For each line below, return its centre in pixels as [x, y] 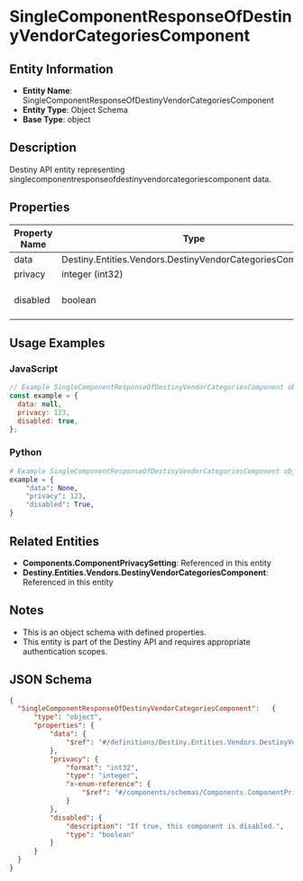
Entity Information [62, 69]
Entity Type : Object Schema [75, 110]
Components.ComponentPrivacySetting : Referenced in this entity [147, 563]
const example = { [44, 396]
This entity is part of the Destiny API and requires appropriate [136, 641]
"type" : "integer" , [103, 776]
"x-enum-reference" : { [109, 785]
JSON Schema [51, 679]
